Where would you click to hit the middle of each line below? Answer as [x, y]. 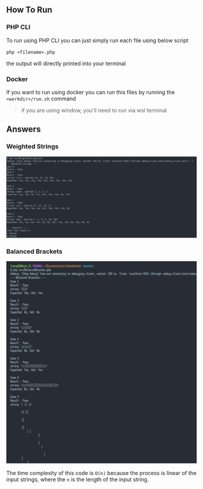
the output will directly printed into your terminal [66, 63]
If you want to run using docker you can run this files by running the [91, 92]
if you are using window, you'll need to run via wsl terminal [94, 110]
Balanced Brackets [34, 251]
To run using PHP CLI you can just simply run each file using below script [97, 40]
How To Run [29, 10]
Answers [24, 129]
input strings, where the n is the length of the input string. [78, 479]
